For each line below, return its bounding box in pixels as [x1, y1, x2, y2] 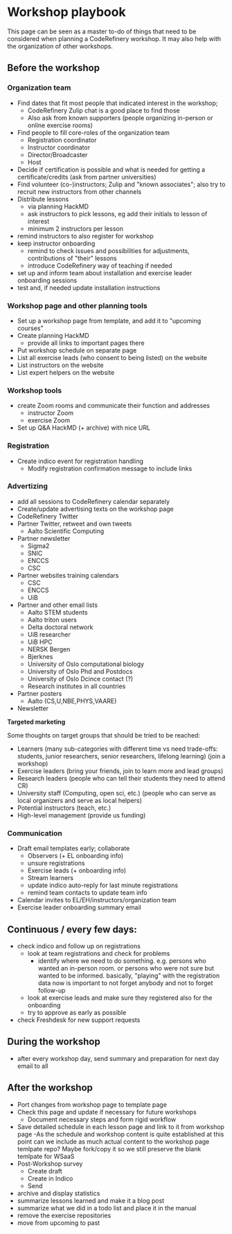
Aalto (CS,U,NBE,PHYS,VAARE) [27, 697, 117, 705]
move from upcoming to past [17, 1218, 100, 1227]
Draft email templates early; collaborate [17, 844, 130, 852]
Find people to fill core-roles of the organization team [17, 128, 170, 136]
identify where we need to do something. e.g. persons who [37, 957, 206, 965]
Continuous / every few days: [7, 923, 137, 935]
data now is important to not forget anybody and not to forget [37, 978, 213, 987]
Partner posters [17, 689, 62, 697]
